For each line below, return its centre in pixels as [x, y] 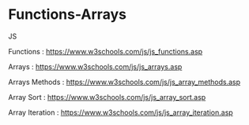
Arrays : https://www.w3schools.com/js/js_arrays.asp [95, 66]
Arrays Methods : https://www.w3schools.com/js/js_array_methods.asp [124, 82]
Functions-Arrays [67, 15]
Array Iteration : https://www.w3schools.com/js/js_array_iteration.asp [121, 112]
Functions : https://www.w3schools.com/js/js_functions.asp [106, 51]
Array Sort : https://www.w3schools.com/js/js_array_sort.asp [107, 97]
